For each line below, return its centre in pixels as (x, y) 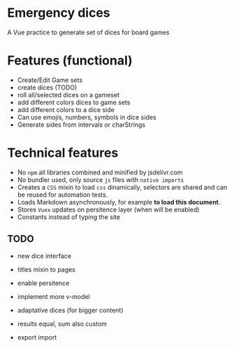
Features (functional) (70, 61)
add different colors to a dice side (66, 109)
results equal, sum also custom (62, 323)
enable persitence (43, 283)
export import (37, 337)
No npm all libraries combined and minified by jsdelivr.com (100, 172)
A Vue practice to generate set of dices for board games (88, 32)
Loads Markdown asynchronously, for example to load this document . (119, 202)
